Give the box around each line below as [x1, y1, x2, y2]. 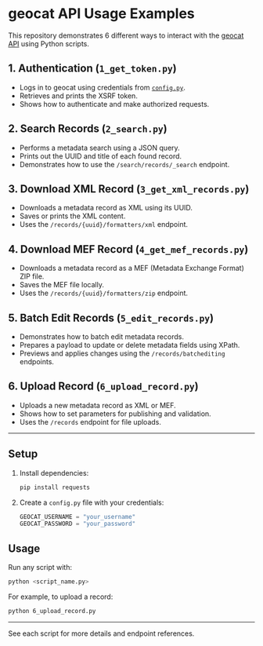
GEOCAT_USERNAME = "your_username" [19, 513, 136, 520]
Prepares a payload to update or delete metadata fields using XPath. [19, 341, 240, 349]
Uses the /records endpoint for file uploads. [19, 417, 162, 426]
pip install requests [19, 484, 90, 491]
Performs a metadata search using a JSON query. [19, 143, 180, 152]
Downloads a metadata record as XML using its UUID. [19, 203, 193, 213]
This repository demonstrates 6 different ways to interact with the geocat [8, 31, 244, 40]
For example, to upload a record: [8, 592, 113, 601]
